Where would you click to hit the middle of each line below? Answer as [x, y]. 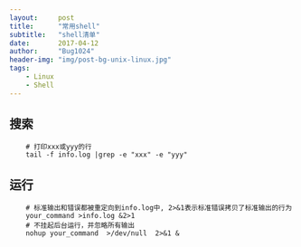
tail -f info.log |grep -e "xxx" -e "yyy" [107, 155]
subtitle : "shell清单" [55, 34]
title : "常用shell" [55, 26]
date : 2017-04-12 [54, 43]
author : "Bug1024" [52, 52]
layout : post [42, 18]
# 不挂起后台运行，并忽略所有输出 [80, 226]
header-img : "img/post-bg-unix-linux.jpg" [90, 60]
